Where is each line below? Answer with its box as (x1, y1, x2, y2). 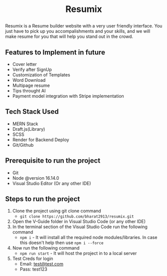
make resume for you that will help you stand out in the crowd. (5, 33, 134, 39)
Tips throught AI (12, 88, 46, 93)
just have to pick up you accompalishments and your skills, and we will (5, 28, 151, 34)
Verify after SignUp (12, 66, 52, 72)
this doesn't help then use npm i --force (19, 240, 104, 246)
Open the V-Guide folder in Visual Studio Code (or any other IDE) (12, 219, 146, 225)
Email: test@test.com (19, 261, 64, 267)
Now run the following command (12, 245, 80, 251)
